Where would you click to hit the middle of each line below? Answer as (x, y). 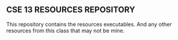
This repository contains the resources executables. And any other (89, 24)
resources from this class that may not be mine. (65, 30)
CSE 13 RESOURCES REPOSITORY (71, 10)
